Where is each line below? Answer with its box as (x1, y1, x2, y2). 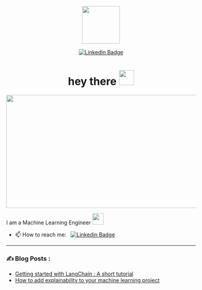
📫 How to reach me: (14, 231, 67, 238)
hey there (68, 75, 117, 89)
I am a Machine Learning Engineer (6, 219, 91, 226)
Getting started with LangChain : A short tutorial (14, 270, 133, 277)
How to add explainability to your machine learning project (14, 277, 160, 284)
